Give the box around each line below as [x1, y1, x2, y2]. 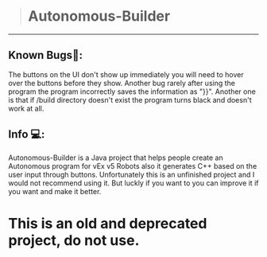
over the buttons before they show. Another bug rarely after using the [8, 78, 236, 88]
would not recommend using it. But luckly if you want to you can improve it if [8, 178, 259, 188]
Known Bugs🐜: [8, 49, 83, 62]
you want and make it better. [8, 186, 102, 196]
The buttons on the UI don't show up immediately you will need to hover [8, 69, 244, 79]
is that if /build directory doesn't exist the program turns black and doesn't [8, 95, 252, 104]
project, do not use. [8, 231, 140, 249]
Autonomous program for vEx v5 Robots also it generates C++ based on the [8, 161, 257, 170]
